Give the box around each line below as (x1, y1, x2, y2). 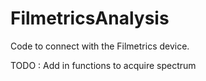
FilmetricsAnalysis (10, 7, 170, 30)
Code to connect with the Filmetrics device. (10, 40, 190, 52)
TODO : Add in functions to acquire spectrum (10, 59, 197, 71)
